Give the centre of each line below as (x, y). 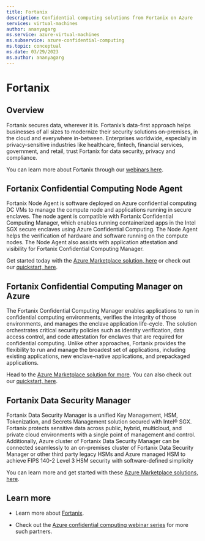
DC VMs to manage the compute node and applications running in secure (99, 210)
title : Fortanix (27, 12)
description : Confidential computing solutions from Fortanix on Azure (99, 18)
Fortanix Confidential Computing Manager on (95, 286)
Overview (25, 110)
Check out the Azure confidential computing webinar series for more (102, 524)
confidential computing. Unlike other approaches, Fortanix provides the (96, 343)
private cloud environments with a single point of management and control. (101, 435)
